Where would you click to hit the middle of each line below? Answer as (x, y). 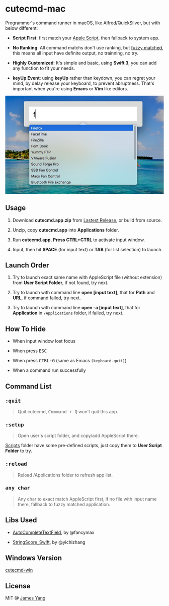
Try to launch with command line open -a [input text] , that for (76, 308)
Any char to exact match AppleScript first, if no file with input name (87, 499)
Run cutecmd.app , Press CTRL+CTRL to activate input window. (78, 240)
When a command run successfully (49, 370)
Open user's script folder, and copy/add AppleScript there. (78, 436)
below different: (22, 28)
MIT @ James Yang (25, 598)
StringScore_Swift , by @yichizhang (49, 542)
